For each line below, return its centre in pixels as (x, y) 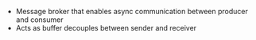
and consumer (39, 20)
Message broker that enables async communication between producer (132, 11)
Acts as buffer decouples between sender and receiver (106, 28)
